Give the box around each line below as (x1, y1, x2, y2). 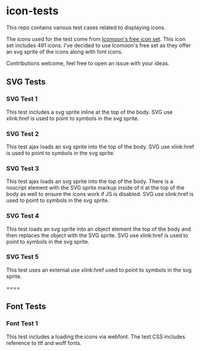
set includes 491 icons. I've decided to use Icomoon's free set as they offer (6, 42, 191, 49)
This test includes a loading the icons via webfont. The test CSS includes (6, 333, 186, 340)
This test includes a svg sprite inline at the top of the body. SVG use (6, 108, 173, 116)
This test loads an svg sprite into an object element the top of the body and (6, 225, 191, 232)
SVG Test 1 (6, 95, 38, 103)
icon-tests (6, 4, 59, 18)
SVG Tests (6, 77, 46, 87)
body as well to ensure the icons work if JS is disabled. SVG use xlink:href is (6, 191, 194, 198)
